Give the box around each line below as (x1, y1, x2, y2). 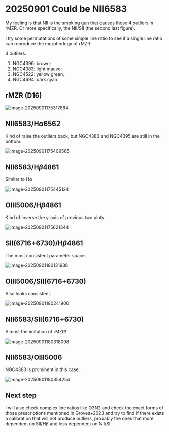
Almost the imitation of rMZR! (5, 328, 67, 334)
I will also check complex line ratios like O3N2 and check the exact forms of (5, 405, 164, 411)
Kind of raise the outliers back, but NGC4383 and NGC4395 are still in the (5, 133, 160, 139)
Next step (5, 391, 37, 399)
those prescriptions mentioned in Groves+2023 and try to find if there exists (5, 410, 164, 416)
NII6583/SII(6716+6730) (5, 315, 84, 324)
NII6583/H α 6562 (5, 119, 61, 128)
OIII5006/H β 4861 (5, 201, 62, 209)
